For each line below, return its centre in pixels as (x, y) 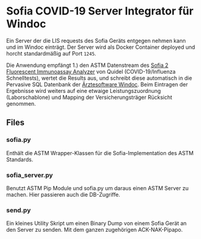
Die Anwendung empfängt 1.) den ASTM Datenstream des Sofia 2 (87, 65)
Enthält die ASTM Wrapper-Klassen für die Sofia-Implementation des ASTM (100, 153)
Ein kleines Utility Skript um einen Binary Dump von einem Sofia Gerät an (97, 223)
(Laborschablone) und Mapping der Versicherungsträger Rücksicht (89, 97)
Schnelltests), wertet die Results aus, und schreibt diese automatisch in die (99, 78)
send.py (19, 210)
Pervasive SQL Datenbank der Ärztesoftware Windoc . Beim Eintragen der (97, 84)
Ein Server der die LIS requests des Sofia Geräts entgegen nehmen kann (96, 40)
